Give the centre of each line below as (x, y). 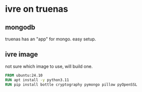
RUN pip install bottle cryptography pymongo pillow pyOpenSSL (71, 85)
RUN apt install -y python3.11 (37, 80)
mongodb (20, 27)
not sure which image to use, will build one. (49, 66)
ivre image (22, 54)
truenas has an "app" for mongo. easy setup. (51, 39)
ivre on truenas (37, 9)
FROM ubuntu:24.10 (24, 75)
